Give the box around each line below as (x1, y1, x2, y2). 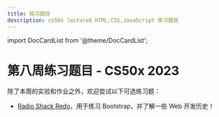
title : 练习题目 (7, 10, 50, 18)
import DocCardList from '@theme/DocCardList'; (7, 36, 148, 44)
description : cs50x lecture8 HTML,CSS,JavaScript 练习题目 (7, 17, 179, 24)
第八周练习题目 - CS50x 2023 (7, 62, 180, 78)
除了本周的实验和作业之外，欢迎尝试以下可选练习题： (7, 87, 161, 95)
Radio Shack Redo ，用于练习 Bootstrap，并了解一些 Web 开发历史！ (17, 102, 215, 111)
